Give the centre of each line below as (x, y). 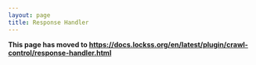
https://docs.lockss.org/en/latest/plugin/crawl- (169, 44)
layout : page (29, 15)
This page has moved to (48, 44)
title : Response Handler (49, 22)
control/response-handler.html (60, 53)
